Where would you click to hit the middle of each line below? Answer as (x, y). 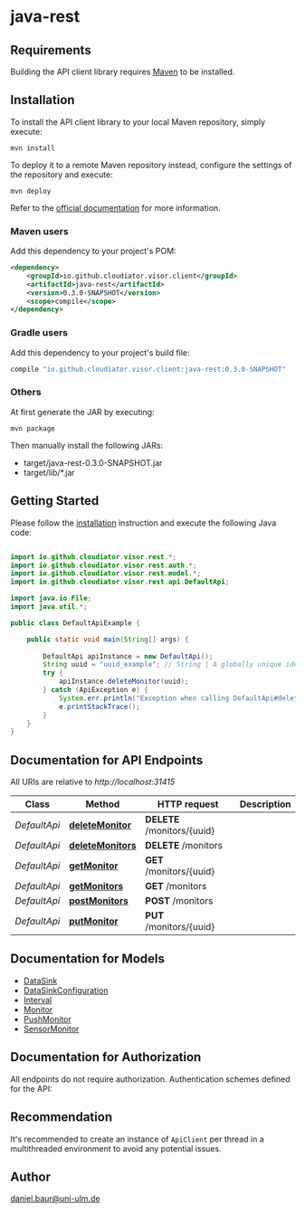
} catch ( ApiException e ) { (95, 690)
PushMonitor (47, 1019)
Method (103, 804)
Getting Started (55, 501)
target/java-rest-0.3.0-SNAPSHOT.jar (93, 462)
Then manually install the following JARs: (87, 445)
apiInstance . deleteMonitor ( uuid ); (124, 682)
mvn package (33, 428)
